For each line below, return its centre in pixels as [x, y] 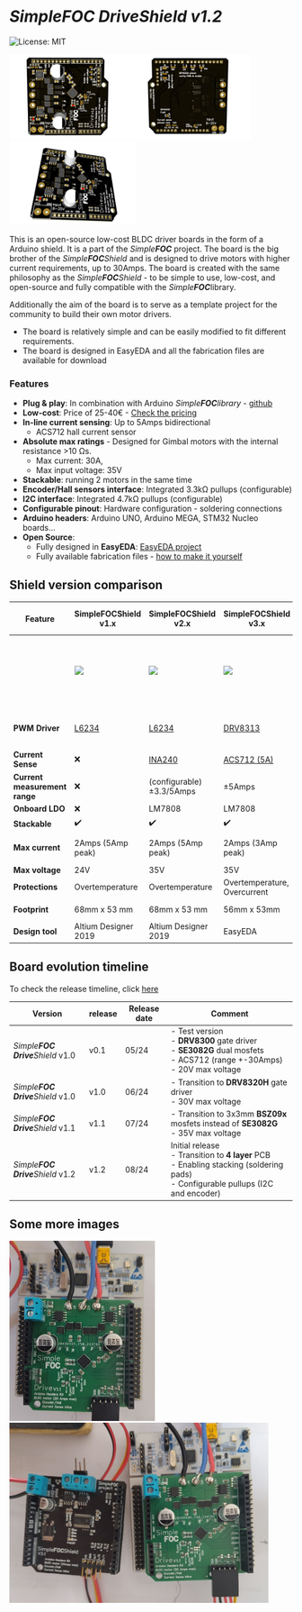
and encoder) [196, 1193]
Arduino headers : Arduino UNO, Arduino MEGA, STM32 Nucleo [140, 518]
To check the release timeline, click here [84, 988]
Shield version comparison [86, 584]
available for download [64, 360]
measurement [40, 787]
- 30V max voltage [206, 1101]
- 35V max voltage [206, 1133]
